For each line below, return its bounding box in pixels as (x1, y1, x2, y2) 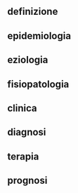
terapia (7, 150, 39, 162)
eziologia (7, 54, 48, 66)
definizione (7, 6, 58, 18)
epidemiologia (7, 30, 72, 42)
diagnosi (7, 126, 46, 138)
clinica (7, 102, 37, 114)
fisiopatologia (7, 78, 70, 90)
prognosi (7, 175, 48, 187)
